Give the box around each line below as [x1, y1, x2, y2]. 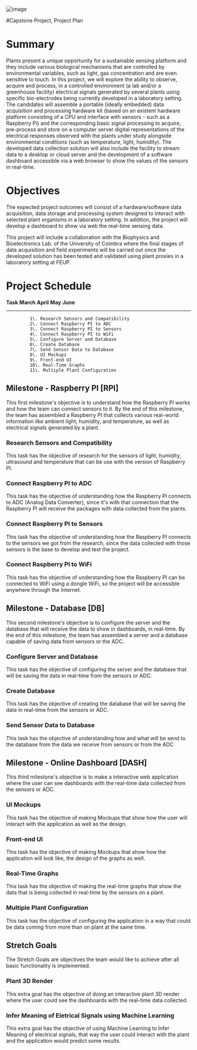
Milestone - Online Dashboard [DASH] [6, 757, 147, 768]
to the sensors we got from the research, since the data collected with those [6, 539, 191, 546]
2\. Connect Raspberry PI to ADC [29, 321, 111, 327]
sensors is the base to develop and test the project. [6, 545, 130, 553]
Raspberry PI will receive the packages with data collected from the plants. [6, 505, 187, 512]
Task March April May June [6, 299, 75, 306]
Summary [6, 38, 55, 51]
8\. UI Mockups [29, 352, 67, 357]
